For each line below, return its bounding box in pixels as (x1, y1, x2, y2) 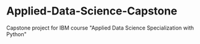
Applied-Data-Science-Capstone (6, 4, 178, 18)
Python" (6, 30, 27, 37)
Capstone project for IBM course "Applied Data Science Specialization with (6, 24, 195, 31)
